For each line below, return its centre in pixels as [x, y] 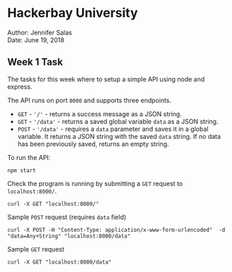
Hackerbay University [73, 13]
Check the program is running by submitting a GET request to [95, 183]
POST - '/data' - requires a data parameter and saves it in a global [113, 129]
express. [20, 87]
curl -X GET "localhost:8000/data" [60, 262]
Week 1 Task [35, 62]
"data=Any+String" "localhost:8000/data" [69, 236]
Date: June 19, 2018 [36, 39]
